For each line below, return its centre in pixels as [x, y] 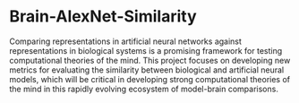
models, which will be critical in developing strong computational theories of [150, 79]
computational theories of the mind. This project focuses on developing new [150, 60]
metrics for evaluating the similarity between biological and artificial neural [147, 70]
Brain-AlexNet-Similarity [103, 17]
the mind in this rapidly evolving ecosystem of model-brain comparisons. [144, 89]
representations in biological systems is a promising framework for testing [146, 50]
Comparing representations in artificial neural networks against [125, 41]
